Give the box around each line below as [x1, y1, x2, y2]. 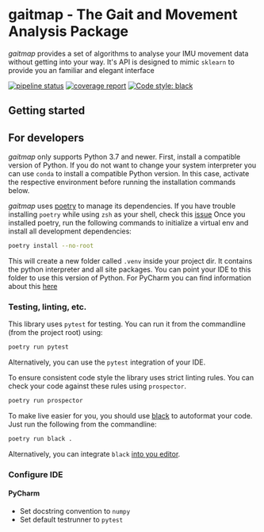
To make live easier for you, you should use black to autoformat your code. [8, 411, 253, 421]
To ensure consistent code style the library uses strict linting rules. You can [8, 373, 254, 383]
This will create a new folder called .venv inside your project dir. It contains [8, 256, 253, 266]
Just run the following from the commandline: [8, 419, 157, 430]
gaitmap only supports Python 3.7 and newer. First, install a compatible [8, 152, 241, 162]
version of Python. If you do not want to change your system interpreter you [8, 160, 257, 170]
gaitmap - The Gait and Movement [8, 6, 238, 24]
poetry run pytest [8, 343, 69, 351]
